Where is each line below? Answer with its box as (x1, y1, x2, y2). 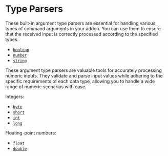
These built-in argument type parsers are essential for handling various (5, 20, 156, 26)
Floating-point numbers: (5, 129, 56, 136)
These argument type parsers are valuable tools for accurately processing (5, 67, 162, 73)
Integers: (5, 93, 25, 100)
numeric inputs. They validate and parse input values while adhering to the (5, 72, 163, 79)
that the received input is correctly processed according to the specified (5, 31, 158, 37)
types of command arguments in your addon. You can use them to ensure (5, 25, 161, 31)
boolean (12, 47, 29, 52)
